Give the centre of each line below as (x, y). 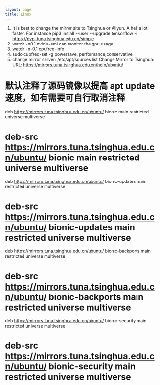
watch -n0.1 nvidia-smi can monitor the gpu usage (63, 44)
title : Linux (18, 14)
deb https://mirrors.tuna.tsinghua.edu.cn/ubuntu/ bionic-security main (76, 321)
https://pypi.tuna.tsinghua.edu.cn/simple (53, 38)
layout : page (18, 10)
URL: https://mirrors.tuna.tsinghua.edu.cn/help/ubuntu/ (68, 65)
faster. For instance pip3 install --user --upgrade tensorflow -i (75, 33)
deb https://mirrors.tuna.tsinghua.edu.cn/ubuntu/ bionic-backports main (78, 251)
